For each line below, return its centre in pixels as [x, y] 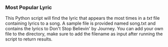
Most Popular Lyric [29, 7]
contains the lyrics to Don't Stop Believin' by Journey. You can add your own [84, 29]
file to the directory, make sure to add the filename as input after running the [84, 34]
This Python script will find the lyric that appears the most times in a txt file [82, 18]
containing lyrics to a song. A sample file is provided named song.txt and [80, 23]
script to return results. [29, 39]
